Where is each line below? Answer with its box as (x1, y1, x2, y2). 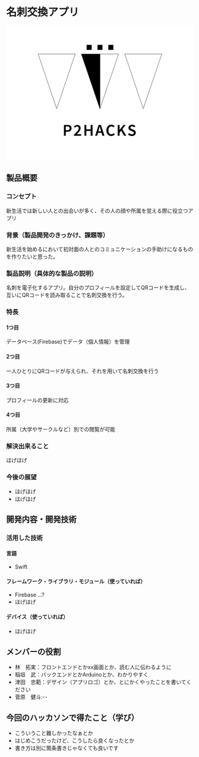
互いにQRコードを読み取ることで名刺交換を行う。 (6, 292, 128, 299)
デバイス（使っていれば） (6, 613, 68, 620)
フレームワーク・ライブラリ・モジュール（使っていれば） (6, 577, 146, 585)
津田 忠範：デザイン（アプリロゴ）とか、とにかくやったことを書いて (14, 678, 187, 686)
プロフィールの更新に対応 (6, 396, 69, 403)
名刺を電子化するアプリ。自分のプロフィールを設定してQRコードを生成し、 (6, 284, 190, 291)
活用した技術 (6, 534, 43, 542)
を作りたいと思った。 (6, 253, 58, 260)
